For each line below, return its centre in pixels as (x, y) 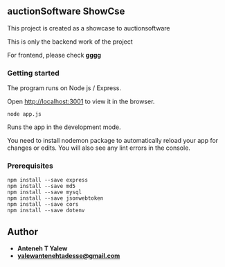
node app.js (24, 114)
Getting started (34, 73)
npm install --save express (48, 180)
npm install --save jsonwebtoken (55, 198)
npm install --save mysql (44, 192)
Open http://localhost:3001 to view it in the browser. (81, 102)
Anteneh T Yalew (42, 248)
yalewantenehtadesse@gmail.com (69, 256)
